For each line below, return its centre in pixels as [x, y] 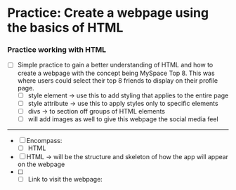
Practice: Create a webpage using [108, 13]
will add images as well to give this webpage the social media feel [123, 119]
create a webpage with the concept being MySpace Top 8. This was [116, 73]
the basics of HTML [65, 28]
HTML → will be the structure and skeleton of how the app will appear [127, 156]
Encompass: [44, 140]
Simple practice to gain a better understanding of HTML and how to [115, 65]
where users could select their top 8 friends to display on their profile [118, 80]
